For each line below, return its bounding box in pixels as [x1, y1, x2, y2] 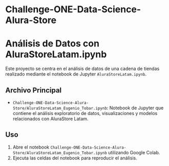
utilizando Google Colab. [108, 149, 160, 155]
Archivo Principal [5, 86, 62, 94]
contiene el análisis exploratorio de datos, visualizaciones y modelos [12, 110, 158, 116]
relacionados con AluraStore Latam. [12, 115, 89, 122]
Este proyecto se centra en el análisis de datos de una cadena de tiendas [5, 65, 160, 72]
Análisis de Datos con [5, 38, 100, 50]
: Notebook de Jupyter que [107, 105, 164, 111]
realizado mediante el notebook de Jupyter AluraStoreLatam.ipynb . [5, 71, 147, 77]
